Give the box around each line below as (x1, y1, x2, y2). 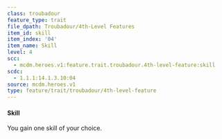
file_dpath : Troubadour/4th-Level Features (7, 23, 135, 30)
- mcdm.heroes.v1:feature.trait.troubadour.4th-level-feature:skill (13, 62, 216, 68)
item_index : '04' (7, 36, 58, 43)
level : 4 (7, 49, 33, 56)
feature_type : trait (7, 17, 67, 24)
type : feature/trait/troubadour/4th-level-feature (7, 87, 157, 94)
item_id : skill (7, 29, 51, 37)
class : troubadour (7, 10, 60, 17)
